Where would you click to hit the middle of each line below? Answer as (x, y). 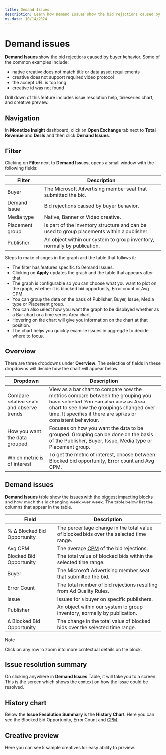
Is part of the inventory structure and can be (95, 225)
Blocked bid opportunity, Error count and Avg (102, 461)
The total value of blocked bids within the (105, 556)
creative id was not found (38, 88)
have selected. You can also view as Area (97, 402)
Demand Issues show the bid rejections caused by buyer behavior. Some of (83, 57)
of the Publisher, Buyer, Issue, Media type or (101, 440)
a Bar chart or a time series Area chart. (52, 314)
